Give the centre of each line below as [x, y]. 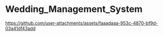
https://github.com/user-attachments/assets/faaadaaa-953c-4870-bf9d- [81, 23]
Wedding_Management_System [74, 9]
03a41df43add [21, 28]
